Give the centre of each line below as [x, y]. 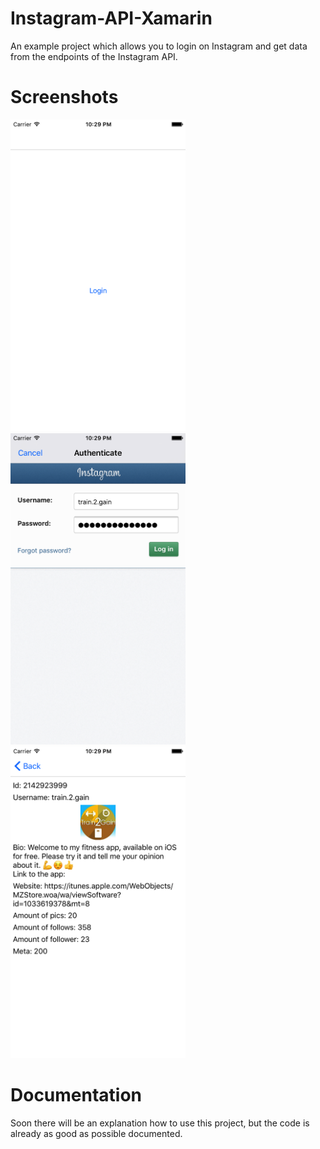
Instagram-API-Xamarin [111, 18]
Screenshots [64, 97]
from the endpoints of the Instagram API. [94, 56]
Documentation [76, 1094]
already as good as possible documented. [96, 1133]
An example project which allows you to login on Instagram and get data [159, 46]
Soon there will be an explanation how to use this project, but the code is [160, 1123]
